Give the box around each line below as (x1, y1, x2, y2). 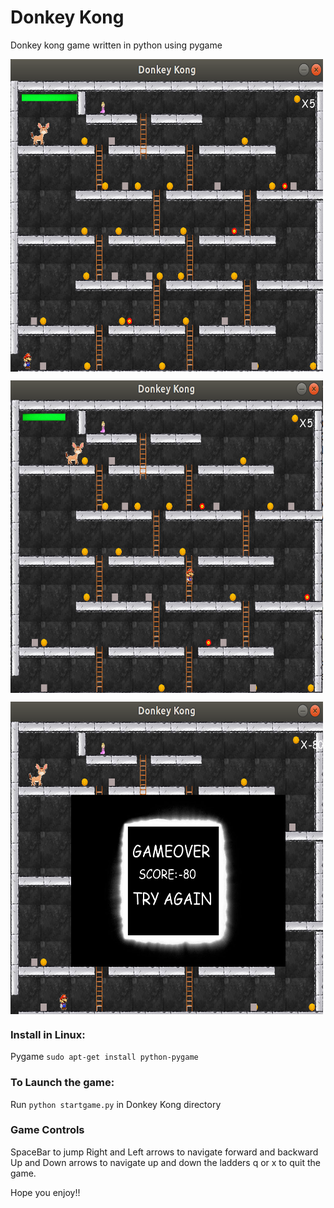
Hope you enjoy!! (10, 1186, 81, 1198)
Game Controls (10, 1123, 85, 1137)
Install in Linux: (10, 1027, 86, 1041)
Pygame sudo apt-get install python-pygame (10, 1051, 199, 1063)
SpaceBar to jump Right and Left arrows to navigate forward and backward (10, 1146, 319, 1158)
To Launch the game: (10, 1076, 115, 1090)
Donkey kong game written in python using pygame (10, 39, 223, 51)
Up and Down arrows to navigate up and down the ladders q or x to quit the (10, 1156, 321, 1168)
